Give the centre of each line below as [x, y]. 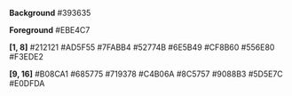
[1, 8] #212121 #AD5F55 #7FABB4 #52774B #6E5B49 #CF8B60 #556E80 [142, 47]
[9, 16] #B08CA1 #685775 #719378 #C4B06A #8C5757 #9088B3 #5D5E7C [146, 74]
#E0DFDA [27, 83]
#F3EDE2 [27, 56]
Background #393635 [50, 13]
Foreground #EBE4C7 [50, 30]
